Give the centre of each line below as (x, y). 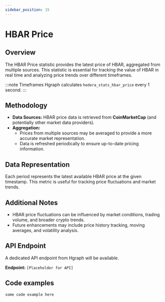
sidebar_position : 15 (27, 10)
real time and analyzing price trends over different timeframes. (69, 75)
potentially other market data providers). (53, 122)
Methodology (26, 105)
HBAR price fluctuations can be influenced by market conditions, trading (86, 215)
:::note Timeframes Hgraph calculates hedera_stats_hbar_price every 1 (77, 84)
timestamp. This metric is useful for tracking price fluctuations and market (81, 182)
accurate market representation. (52, 138)
